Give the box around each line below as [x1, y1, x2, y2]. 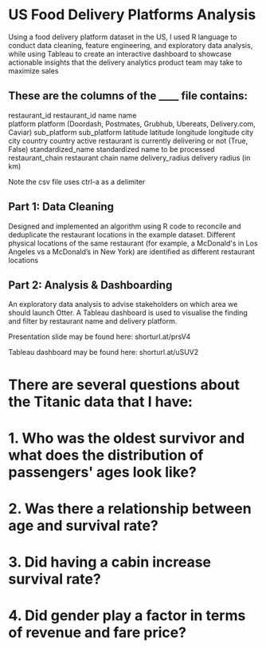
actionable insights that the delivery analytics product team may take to [8, 58, 243, 67]
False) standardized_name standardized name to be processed [8, 144, 215, 153]
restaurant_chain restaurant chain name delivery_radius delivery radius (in [8, 153, 251, 162]
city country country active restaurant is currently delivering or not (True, [8, 136, 248, 145]
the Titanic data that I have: [8, 392, 194, 411]
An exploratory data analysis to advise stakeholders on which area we [8, 300, 238, 309]
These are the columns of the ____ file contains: [8, 90, 248, 103]
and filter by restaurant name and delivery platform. [8, 317, 178, 326]
